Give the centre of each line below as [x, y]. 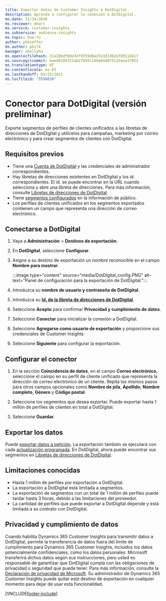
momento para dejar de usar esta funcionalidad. [54, 584]
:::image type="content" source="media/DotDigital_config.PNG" [78, 275]
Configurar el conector [41, 359]
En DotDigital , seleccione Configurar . [51, 251]
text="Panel [24, 281]
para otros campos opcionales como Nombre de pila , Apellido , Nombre [86, 387]
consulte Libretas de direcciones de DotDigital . [60, 192]
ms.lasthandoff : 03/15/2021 [34, 75]
